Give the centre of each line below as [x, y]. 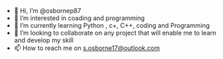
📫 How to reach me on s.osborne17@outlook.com [87, 48]
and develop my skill [44, 40]
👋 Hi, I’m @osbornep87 [47, 11]
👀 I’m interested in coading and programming [79, 18]
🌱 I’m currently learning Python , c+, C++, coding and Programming [111, 25]
